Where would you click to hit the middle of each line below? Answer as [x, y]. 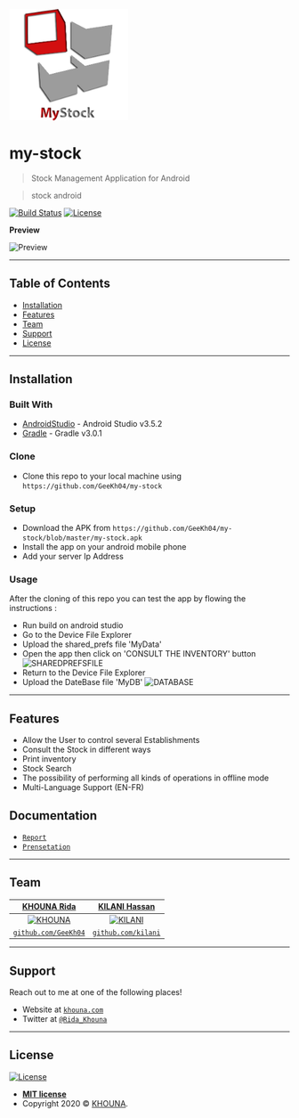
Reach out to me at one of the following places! [96, 992]
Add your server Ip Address [73, 557]
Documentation [53, 816]
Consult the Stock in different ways [86, 750]
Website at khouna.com [63, 1009]
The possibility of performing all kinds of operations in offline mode [145, 778]
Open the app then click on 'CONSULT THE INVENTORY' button [139, 654]
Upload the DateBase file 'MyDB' [82, 682]
